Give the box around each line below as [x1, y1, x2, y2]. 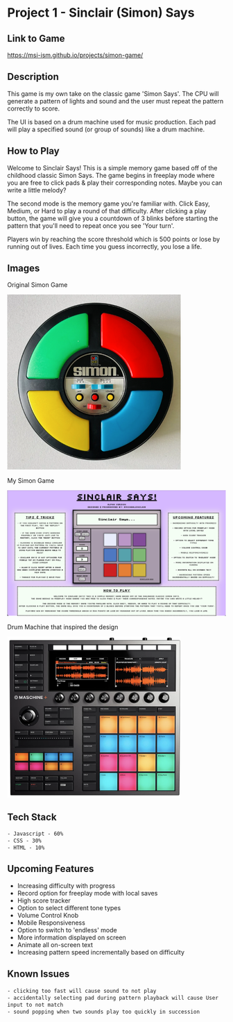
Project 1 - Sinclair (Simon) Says [7, 5, 195, 21]
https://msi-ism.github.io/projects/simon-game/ [7, 51, 144, 59]
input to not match [7, 1001, 64, 1008]
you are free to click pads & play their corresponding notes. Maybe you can [7, 179, 223, 187]
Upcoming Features [7, 863, 94, 875]
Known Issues [7, 968, 70, 980]
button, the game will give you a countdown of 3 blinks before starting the [7, 214, 218, 222]
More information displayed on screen [17, 933, 126, 941]
